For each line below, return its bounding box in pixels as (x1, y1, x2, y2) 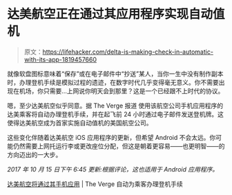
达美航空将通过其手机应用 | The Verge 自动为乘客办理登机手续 (7, 180, 183, 188)
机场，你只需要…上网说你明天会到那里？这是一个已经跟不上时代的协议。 (19, 87, 224, 95)
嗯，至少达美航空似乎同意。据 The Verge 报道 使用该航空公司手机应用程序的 (7, 101, 224, 110)
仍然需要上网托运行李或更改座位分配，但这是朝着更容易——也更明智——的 (12, 142, 225, 150)
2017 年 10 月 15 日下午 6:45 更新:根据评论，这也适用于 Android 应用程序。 (7, 165, 219, 173)
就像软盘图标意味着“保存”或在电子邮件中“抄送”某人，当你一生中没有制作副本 (7, 70, 224, 78)
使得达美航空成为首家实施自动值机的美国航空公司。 (7, 119, 153, 127)
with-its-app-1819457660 (23, 55, 97, 63)
